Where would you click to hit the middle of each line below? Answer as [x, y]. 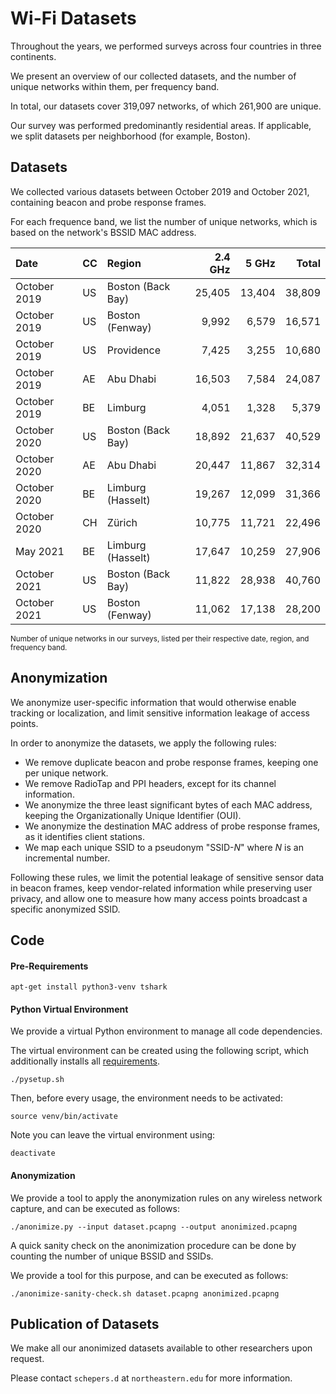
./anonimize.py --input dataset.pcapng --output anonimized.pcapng [154, 1227]
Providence [133, 350]
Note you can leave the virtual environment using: [113, 1135]
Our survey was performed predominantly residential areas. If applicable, [161, 125]
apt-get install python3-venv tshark [89, 987]
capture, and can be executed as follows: [95, 1208]
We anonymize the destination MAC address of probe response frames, [172, 826]
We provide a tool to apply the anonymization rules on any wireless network [166, 1198]
